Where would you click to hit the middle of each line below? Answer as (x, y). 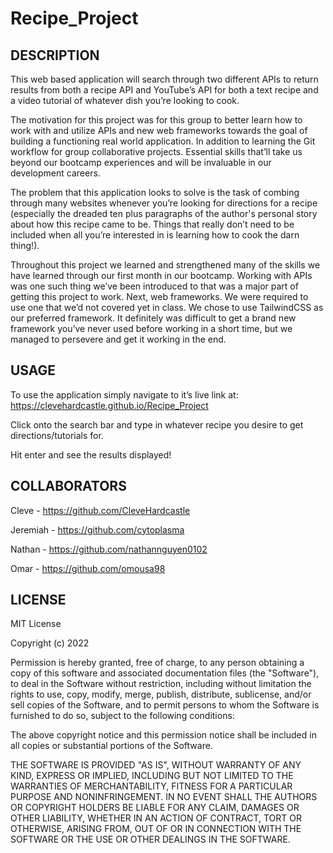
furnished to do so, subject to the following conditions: (122, 716)
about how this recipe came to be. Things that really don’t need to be (152, 224)
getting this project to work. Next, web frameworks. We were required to (159, 296)
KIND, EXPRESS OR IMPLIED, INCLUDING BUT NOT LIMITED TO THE (152, 776)
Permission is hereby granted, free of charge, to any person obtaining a (157, 663)
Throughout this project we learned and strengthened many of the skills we (165, 265)
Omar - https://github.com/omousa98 (88, 568)
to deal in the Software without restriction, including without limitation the (161, 684)
